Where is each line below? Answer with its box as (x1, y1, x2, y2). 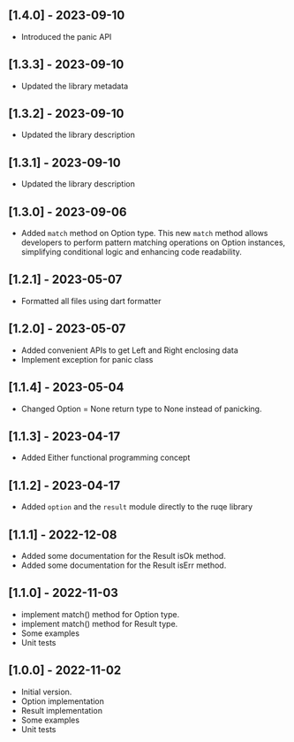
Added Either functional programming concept (20, 452, 191, 463)
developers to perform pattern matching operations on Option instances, (20, 237, 286, 248)
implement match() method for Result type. (20, 618, 178, 629)
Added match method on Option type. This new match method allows (20, 228, 268, 239)
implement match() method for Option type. (20, 608, 180, 619)
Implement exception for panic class (20, 354, 154, 364)
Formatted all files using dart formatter (20, 295, 162, 306)
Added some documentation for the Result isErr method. (20, 560, 227, 570)
